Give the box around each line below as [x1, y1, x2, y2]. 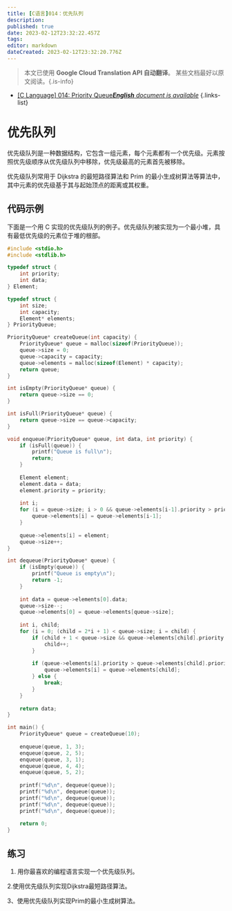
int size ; [19, 302, 48, 309]
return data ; [19, 705, 57, 712]
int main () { [7, 724, 45, 731]
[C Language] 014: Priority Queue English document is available [17, 91, 199, 99]
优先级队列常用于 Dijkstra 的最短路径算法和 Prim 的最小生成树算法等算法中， [7, 172, 224, 180]
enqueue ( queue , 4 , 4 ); [19, 762, 85, 769]
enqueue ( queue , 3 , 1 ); [19, 756, 85, 763]
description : [7, 17, 45, 24]
